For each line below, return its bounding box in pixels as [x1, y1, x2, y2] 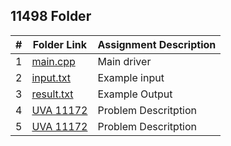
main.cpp [31, 54, 76, 68]
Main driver [97, 54, 152, 68]
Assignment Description [97, 37, 217, 51]
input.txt [31, 70, 72, 84]
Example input [97, 70, 165, 84]
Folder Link [32, 37, 87, 51]
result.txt [31, 87, 74, 101]
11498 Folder [10, 8, 92, 25]
